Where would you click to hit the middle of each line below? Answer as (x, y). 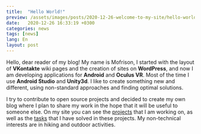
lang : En (17, 39)
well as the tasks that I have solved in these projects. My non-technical (94, 118)
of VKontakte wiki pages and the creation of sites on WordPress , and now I (100, 68)
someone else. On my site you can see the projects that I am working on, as (100, 112)
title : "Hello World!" (36, 12)
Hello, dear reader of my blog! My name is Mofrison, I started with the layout (100, 62)
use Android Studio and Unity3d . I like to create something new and (91, 81)
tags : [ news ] (22, 34)
